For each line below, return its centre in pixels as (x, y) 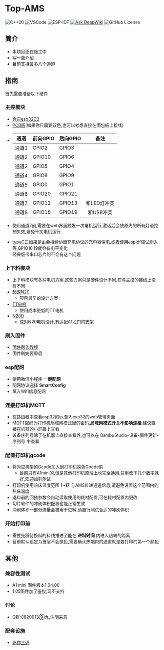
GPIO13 (68, 203)
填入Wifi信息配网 (29, 391)
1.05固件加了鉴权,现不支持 (38, 591)
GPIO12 (42, 203)
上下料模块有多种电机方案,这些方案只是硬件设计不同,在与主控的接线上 (82, 280)
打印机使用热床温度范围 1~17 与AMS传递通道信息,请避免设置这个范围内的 (85, 485)
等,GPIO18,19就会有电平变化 (40, 248)
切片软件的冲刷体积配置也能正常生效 (49, 504)
